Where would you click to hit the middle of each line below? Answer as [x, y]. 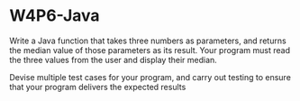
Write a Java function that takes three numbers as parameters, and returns [148, 41]
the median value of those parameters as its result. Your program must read [150, 50]
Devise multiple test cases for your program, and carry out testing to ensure [150, 77]
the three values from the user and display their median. [114, 60]
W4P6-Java [55, 16]
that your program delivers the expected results [98, 87]
